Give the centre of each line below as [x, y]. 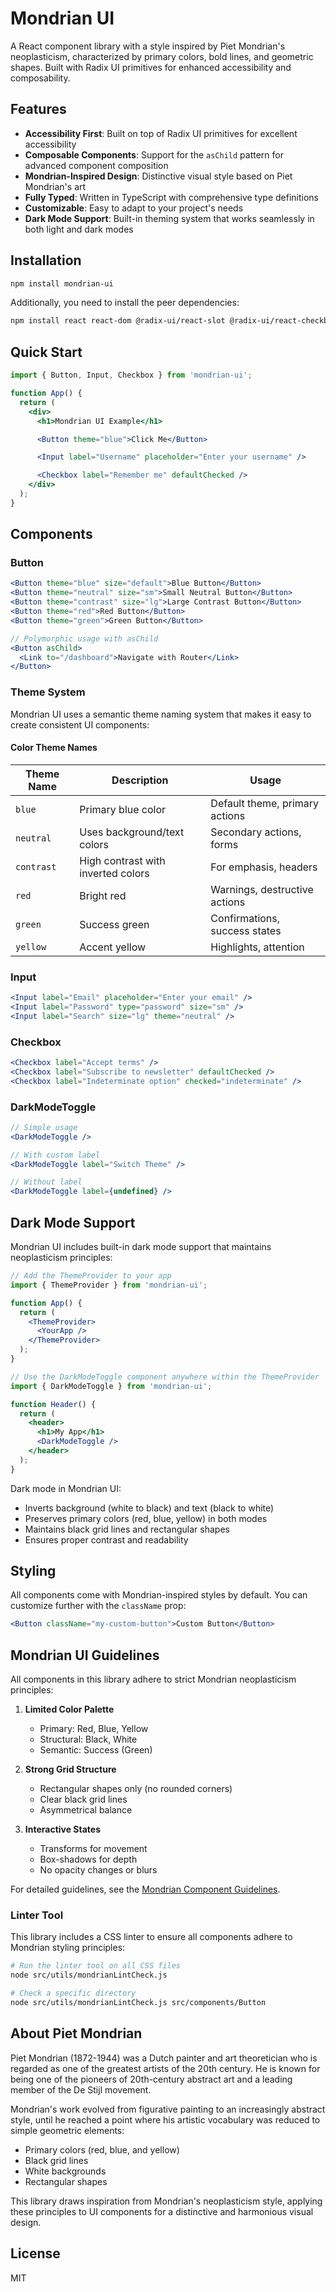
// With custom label [55, 1155]
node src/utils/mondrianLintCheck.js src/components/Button [138, 2003]
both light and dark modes [79, 229]
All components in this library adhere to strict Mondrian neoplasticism [153, 1679]
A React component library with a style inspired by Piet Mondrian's [148, 46]
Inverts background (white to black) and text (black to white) [149, 1508]
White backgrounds [65, 2171]
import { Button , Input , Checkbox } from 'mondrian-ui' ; [131, 375]
